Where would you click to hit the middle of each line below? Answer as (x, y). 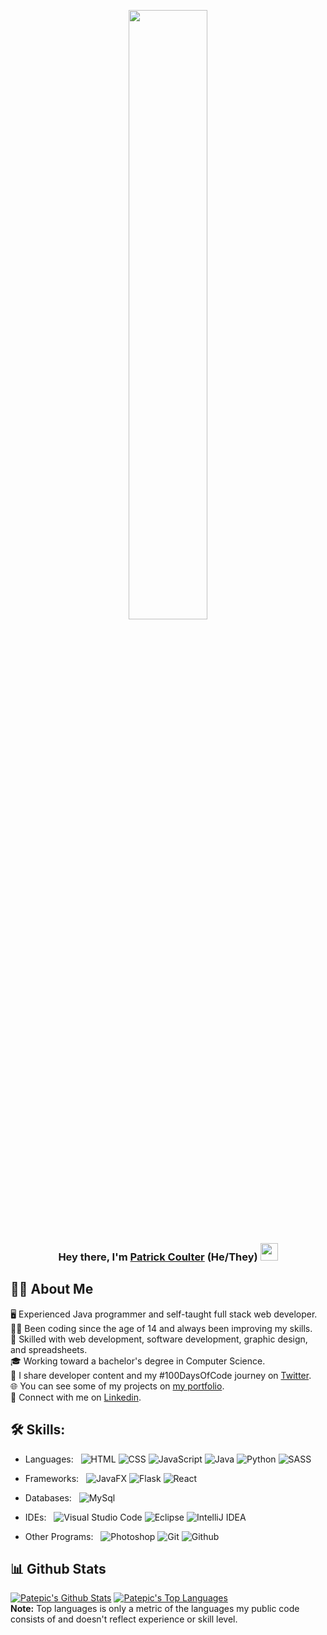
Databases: (48, 1497)
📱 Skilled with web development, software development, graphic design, (159, 1339)
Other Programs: (59, 1536)
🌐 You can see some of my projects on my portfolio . (117, 1386)
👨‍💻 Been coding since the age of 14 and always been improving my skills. (161, 1328)
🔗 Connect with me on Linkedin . (76, 1397)
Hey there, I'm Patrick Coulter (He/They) (158, 1257)
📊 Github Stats (58, 1568)
